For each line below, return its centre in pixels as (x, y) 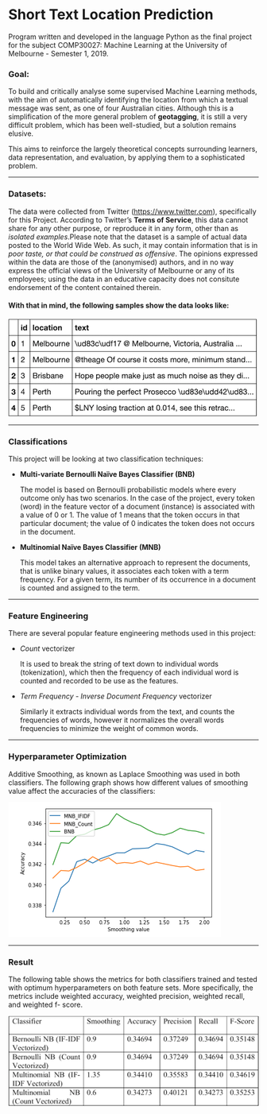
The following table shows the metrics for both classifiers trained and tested (133, 979)
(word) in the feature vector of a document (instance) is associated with (137, 507)
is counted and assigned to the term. (80, 588)
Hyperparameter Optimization (68, 756)
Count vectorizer (47, 648)
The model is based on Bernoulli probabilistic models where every (128, 489)
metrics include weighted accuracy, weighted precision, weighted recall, (127, 996)
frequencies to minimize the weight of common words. (109, 729)
